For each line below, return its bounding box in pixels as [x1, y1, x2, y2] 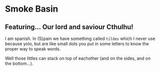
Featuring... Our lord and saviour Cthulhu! [5, 23, 134, 31]
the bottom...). [5, 61, 33, 66]
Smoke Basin [5, 3, 58, 15]
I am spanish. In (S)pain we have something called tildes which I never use [5, 35, 156, 41]
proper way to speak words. [5, 46, 61, 52]
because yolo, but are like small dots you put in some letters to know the [5, 41, 149, 47]
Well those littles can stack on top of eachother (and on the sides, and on [5, 55, 151, 61]
